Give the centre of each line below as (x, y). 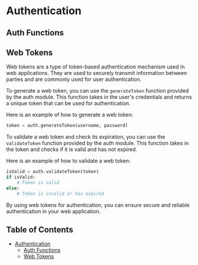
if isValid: (21, 177)
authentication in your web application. (53, 211)
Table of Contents (40, 230)
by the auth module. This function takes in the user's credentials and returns (99, 97)
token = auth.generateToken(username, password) (67, 126)
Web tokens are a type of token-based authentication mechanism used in (95, 67)
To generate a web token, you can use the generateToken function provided (98, 91)
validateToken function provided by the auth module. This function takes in (98, 143)
